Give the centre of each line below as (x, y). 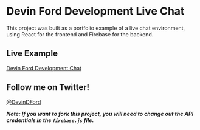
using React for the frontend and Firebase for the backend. (80, 34)
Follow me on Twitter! (48, 87)
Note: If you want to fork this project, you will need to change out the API (100, 114)
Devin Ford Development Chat (44, 68)
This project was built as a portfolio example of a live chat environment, (96, 28)
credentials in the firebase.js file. (50, 120)
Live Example (32, 54)
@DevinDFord (24, 102)
